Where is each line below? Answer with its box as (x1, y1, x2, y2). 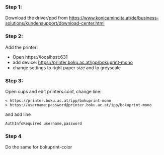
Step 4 (5, 132, 22, 139)
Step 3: (5, 77, 24, 84)
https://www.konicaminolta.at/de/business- (68, 15, 159, 21)
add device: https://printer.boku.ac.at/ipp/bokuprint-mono (12, 59, 133, 65)
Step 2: (5, 33, 24, 40)
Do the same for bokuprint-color (5, 144, 72, 150)
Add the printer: (5, 44, 38, 50)
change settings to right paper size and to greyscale (12, 64, 121, 71)
